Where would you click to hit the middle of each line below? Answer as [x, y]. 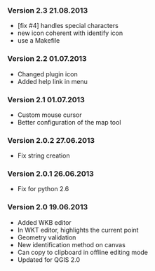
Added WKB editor [44, 222]
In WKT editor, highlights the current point [78, 230]
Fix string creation [43, 155]
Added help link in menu [52, 81]
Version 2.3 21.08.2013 [48, 11]
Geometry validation [47, 237]
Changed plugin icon [48, 74]
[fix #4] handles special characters [68, 26]
